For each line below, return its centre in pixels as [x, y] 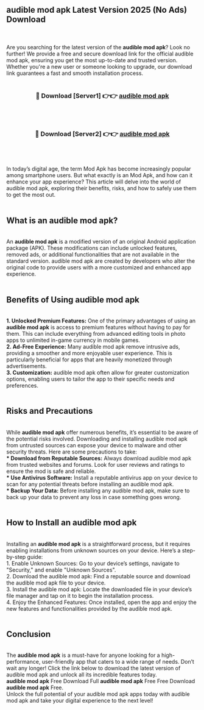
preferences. [22, 386]
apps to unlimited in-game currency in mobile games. [73, 340]
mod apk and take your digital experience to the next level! [80, 701]
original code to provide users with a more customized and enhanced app [99, 268]
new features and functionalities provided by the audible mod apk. [89, 608]
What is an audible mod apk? [62, 220]
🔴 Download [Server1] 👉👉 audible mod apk [102, 96]
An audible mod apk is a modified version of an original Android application [101, 242]
